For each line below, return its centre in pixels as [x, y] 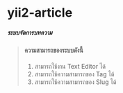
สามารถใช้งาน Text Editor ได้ [70, 66]
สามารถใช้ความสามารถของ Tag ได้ [74, 74]
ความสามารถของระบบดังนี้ [54, 51]
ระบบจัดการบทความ [30, 32]
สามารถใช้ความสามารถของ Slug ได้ [75, 82]
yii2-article [40, 13]
